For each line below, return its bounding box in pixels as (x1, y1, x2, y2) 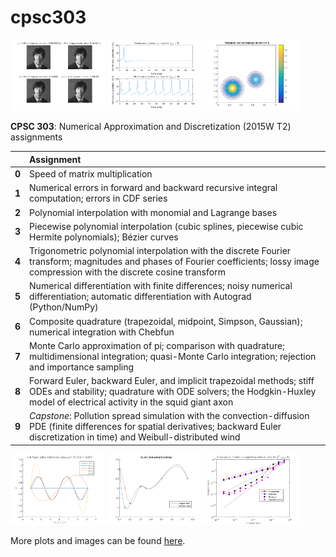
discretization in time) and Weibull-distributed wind (29, 431, 241, 443)
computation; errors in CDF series (29, 192, 168, 205)
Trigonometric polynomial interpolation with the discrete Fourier (29, 245, 292, 257)
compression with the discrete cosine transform (29, 266, 226, 278)
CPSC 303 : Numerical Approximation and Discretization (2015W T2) (10, 121, 292, 133)
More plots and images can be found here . (10, 535, 186, 547)
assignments (10, 131, 63, 143)
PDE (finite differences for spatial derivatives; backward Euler (29, 421, 282, 433)
